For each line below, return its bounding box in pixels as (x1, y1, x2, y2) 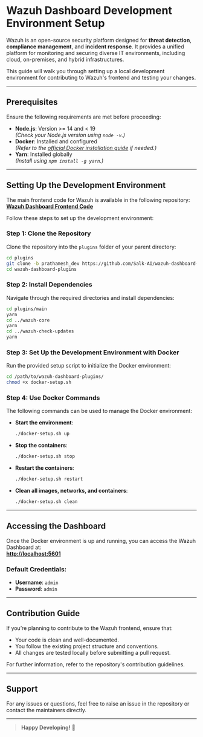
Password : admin (14, 585, 57, 593)
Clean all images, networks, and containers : (14, 487, 128, 494)
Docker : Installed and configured (14, 137, 98, 145)
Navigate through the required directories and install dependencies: (6, 294, 175, 301)
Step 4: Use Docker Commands (6, 394, 100, 402)
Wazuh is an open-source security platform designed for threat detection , (6, 36, 192, 44)
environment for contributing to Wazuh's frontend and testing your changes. (6, 74, 196, 81)
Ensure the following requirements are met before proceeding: (6, 113, 161, 120)
